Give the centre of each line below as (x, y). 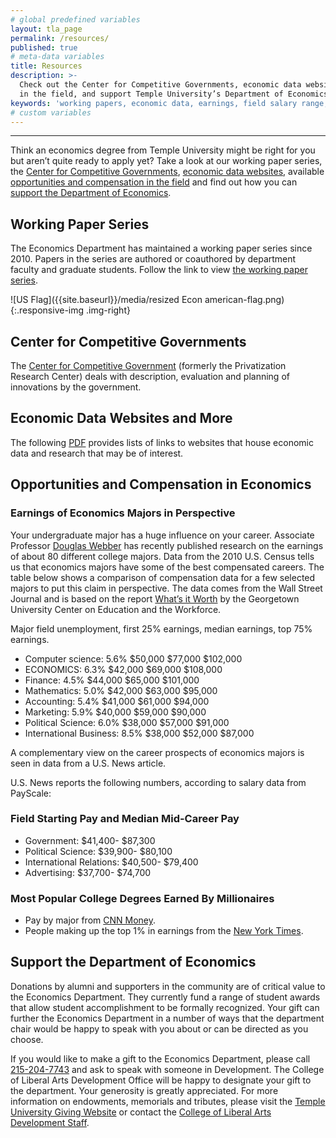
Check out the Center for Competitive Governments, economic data (160, 85)
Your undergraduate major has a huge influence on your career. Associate (162, 535)
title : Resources (46, 66)
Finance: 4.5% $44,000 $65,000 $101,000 (112, 680)
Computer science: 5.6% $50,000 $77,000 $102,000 (133, 658)
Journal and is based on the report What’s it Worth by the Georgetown (155, 598)
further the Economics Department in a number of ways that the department (167, 1018)
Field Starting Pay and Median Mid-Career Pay (125, 819)
